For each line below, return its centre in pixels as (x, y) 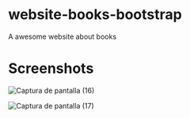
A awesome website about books (63, 36)
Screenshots (51, 69)
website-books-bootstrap (95, 15)
